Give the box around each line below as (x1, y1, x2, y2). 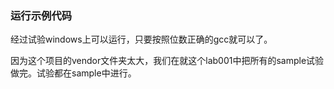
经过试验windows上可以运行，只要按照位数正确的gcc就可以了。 (10, 33, 273, 46)
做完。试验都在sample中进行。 (10, 67, 137, 79)
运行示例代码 (10, 8, 73, 22)
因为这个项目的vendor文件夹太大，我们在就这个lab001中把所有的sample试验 (10, 55, 325, 67)
